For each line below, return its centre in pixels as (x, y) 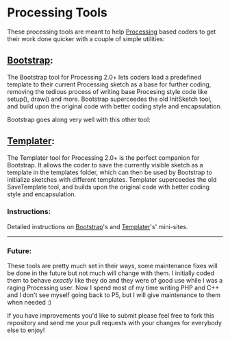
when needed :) (29, 303)
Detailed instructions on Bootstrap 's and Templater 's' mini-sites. (98, 226)
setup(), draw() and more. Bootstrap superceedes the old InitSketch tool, (110, 99)
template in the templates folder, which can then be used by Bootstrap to (110, 172)
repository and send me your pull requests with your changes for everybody (115, 323)
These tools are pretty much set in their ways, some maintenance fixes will (112, 266)
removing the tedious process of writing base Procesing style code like (107, 91)
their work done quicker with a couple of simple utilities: (86, 38)
